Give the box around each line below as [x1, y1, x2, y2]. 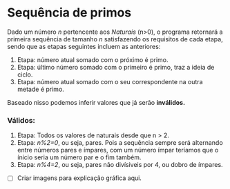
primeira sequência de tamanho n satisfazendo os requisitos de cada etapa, [7, 34, 223, 43]
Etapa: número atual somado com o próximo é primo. [17, 55, 169, 63]
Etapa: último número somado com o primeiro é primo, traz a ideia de [17, 63, 215, 71]
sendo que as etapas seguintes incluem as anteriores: [7, 42, 161, 50]
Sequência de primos [7, 5, 132, 21]
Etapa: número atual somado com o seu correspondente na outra [17, 77, 203, 86]
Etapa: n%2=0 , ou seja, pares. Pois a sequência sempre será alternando [17, 139, 223, 147]
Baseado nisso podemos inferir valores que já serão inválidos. [7, 98, 185, 106]
